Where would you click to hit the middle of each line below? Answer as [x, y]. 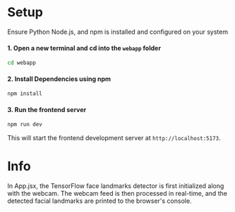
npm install [25, 94]
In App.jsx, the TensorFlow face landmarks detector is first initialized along [116, 186]
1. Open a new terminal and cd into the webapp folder [84, 48]
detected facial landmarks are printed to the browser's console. [100, 201]
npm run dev [25, 125]
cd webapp [22, 63]
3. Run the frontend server [47, 109]
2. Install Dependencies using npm [59, 79]
